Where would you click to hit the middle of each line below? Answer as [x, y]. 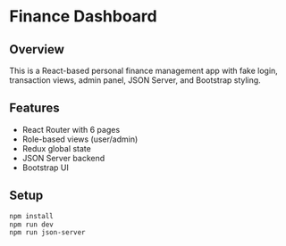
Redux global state [56, 148]
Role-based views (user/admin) [80, 139]
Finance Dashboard [84, 16]
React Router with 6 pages [71, 129]
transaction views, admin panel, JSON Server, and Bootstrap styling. [135, 80]
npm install [31, 216]
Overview [37, 49]
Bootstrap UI [45, 168]
